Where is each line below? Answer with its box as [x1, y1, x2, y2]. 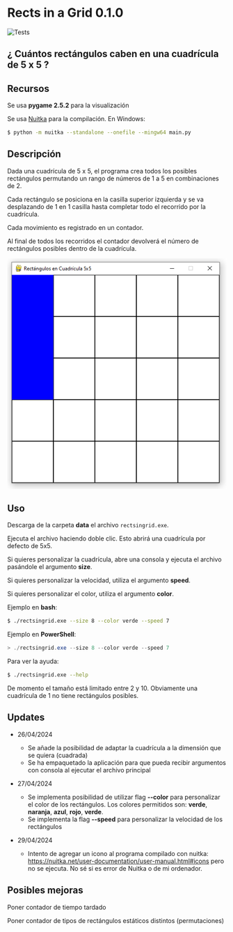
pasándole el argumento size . [7, 563, 93, 571]
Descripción [7, 148, 61, 160]
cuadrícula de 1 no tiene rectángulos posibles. [7, 692, 139, 700]
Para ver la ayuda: [7, 657, 59, 666]
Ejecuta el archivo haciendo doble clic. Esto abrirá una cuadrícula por [7, 534, 206, 543]
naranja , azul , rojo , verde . [27, 807, 104, 816]
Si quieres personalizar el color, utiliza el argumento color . [7, 590, 175, 598]
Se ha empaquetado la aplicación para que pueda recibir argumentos [27, 758, 226, 767]
